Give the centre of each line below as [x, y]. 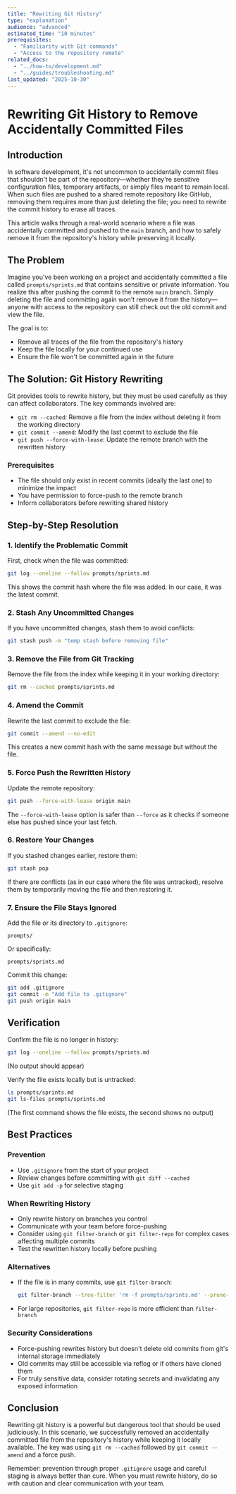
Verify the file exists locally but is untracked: [72, 1080]
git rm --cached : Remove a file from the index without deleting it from [119, 417]
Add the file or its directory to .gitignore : [68, 923]
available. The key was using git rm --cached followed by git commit [108, 1448]
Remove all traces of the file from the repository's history [100, 342]
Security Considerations [50, 1333]
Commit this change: [37, 975]
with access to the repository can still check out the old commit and [129, 307]
